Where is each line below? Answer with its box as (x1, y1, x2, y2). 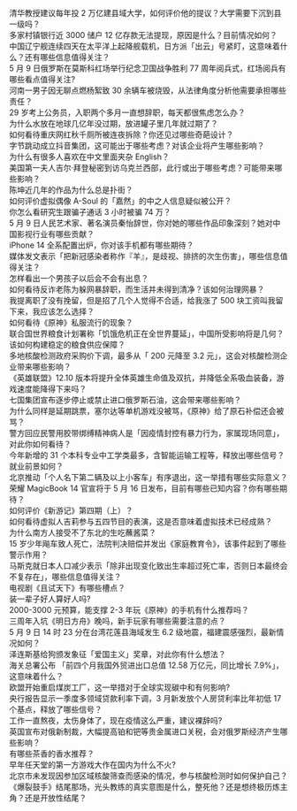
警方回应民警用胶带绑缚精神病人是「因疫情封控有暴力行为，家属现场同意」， (9, 428, 285, 438)
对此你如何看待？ (9, 439, 72, 449)
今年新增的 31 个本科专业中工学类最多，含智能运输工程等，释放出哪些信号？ (9, 450, 286, 460)
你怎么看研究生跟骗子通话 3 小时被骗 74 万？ (9, 207, 171, 217)
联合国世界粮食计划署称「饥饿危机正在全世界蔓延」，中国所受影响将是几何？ (9, 328, 285, 339)
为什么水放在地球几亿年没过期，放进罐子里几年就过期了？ (9, 119, 218, 128)
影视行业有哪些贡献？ (16, 229, 95, 239)
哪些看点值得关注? (9, 74, 76, 84)
